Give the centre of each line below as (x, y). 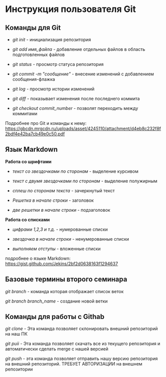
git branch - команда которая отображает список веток (64, 291)
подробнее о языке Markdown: (38, 258)
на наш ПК (16, 334)
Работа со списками (27, 219)
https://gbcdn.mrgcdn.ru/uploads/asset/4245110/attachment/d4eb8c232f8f (83, 129)
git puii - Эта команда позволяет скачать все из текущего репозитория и (83, 344)
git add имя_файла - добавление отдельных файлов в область (79, 49)
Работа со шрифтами (28, 161)
